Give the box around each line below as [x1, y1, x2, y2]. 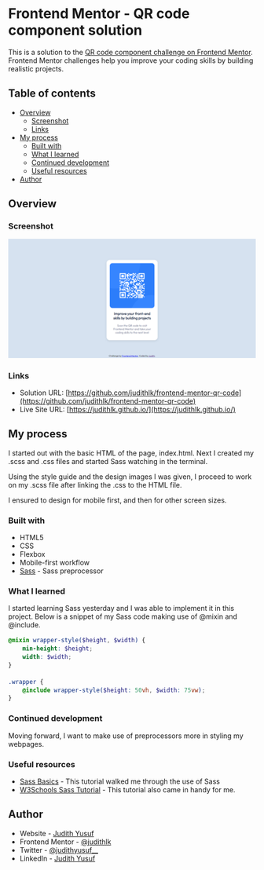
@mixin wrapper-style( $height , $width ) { [8, 637, 146, 645]
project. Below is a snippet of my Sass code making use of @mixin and [8, 612, 238, 621]
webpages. [8, 739, 45, 748]
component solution [8, 21, 143, 39]
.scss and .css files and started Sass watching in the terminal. [8, 456, 208, 466]
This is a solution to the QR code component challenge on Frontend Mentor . [8, 47, 253, 57]
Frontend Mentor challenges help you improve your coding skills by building [8, 56, 254, 65]
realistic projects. [8, 64, 64, 73]
